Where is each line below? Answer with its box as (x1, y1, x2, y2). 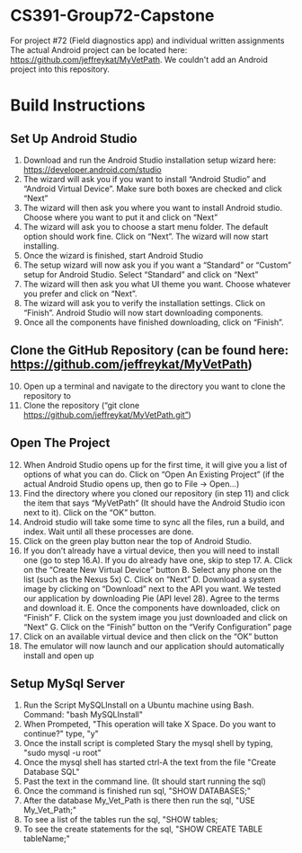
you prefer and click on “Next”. (22, 288, 138, 299)
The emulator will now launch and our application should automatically (22, 640, 285, 651)
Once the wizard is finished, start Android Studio (22, 250, 204, 260)
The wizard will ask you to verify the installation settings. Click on (22, 297, 266, 308)
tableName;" (22, 833, 71, 844)
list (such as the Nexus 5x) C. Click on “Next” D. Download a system (22, 574, 276, 585)
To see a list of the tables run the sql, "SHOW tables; (22, 814, 218, 825)
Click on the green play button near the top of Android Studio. (22, 535, 253, 546)
